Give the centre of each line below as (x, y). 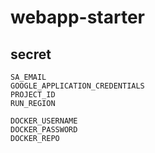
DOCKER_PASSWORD (44, 130)
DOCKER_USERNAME (44, 121)
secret (31, 54)
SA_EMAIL (28, 77)
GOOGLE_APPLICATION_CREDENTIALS (77, 86)
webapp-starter (78, 17)
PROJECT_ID (33, 95)
